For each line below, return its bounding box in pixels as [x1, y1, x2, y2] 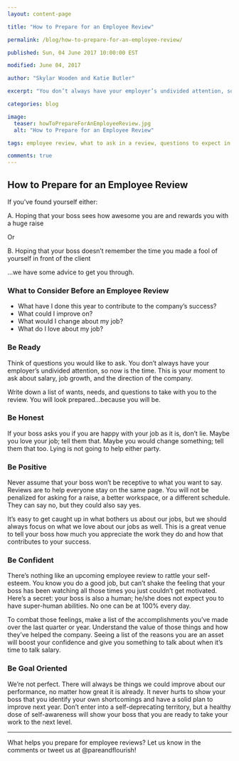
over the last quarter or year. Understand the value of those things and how [7, 623, 228, 631]
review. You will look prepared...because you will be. [7, 395, 161, 403]
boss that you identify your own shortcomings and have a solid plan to [7, 695, 213, 703]
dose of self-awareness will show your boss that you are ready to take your [7, 710, 228, 718]
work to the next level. [7, 718, 73, 726]
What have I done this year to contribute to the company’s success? [17, 302, 217, 311]
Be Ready [7, 343, 41, 353]
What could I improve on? [17, 309, 93, 318]
